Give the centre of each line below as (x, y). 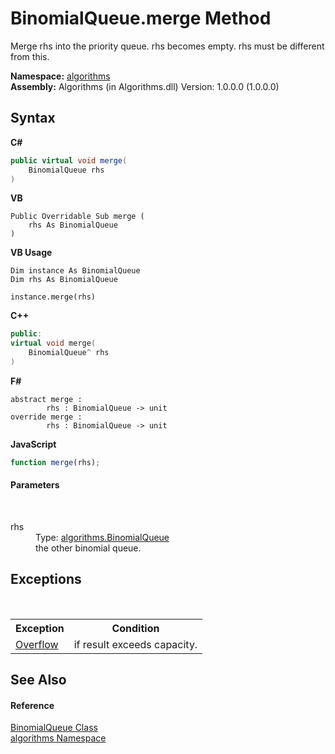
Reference (32, 705)
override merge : (46, 417)
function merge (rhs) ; (55, 462)
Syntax (33, 118)
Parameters (35, 485)
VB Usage (31, 253)
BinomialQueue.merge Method (141, 18)
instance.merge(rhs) (53, 297)
